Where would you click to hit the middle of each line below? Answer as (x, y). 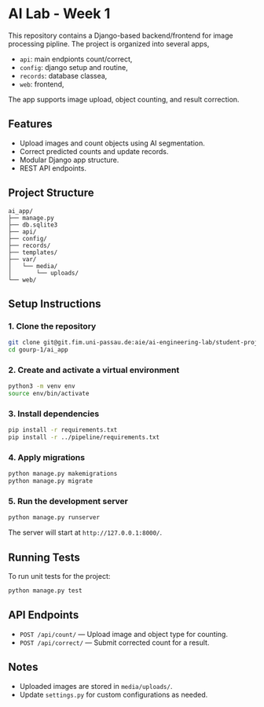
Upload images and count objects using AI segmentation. (112, 143)
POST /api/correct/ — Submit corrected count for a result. (114, 643)
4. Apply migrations (46, 458)
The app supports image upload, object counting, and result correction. (124, 99)
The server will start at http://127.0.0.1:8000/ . (85, 532)
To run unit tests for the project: (59, 576)
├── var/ (22, 259)
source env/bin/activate (49, 394)
